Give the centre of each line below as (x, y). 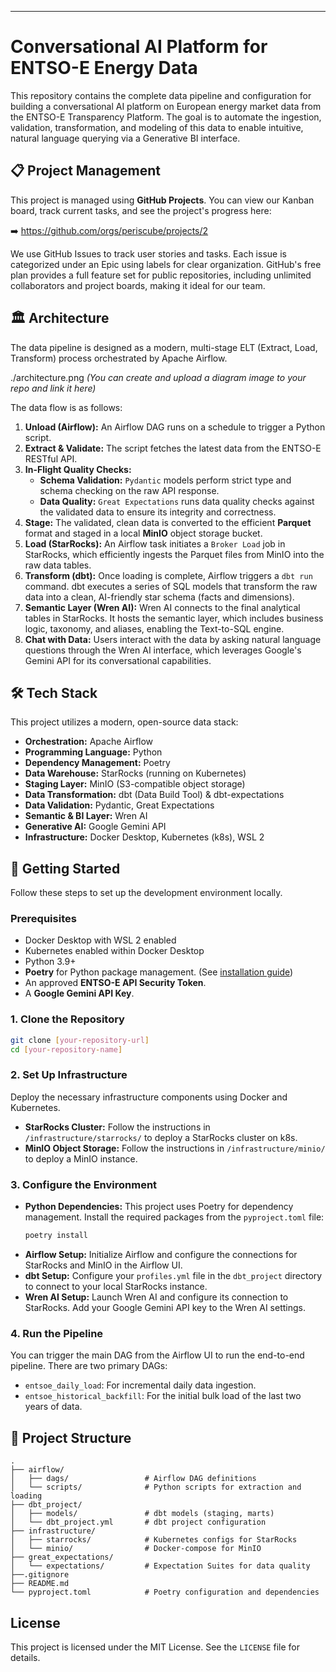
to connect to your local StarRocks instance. (116, 1286)
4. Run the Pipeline (57, 1333)
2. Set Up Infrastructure (69, 1075)
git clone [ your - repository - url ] (80, 1040)
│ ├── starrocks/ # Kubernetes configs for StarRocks (154, 1540)
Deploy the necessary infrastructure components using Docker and (149, 1097)
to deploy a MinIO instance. (81, 1158)
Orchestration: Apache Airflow (89, 742)
